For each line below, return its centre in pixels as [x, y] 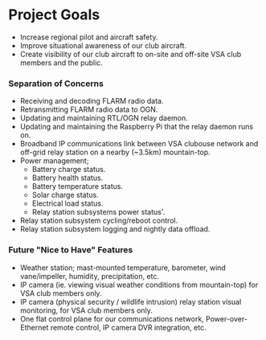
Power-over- [227, 318]
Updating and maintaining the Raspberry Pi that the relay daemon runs [137, 127]
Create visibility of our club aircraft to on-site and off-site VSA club [131, 54]
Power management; [54, 161]
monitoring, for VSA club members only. [86, 310]
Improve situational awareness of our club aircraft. [103, 45]
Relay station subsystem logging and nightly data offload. [115, 229]
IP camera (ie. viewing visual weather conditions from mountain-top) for [139, 285]
